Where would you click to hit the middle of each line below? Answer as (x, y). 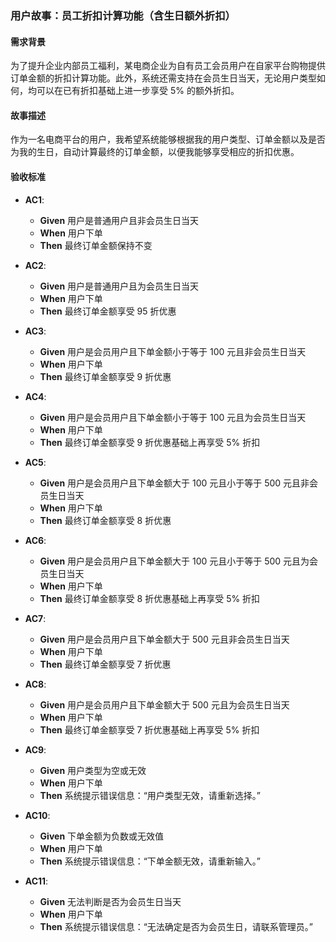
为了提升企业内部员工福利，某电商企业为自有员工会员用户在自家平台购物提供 (168, 66)
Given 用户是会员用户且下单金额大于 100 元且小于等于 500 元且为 (174, 561)
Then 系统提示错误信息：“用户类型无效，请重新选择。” (150, 795)
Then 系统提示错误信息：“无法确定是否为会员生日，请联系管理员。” (176, 926)
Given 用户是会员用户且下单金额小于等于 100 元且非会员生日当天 (173, 351)
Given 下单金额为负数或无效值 (102, 836)
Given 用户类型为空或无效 (93, 770)
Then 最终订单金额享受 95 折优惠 (108, 311)
